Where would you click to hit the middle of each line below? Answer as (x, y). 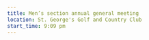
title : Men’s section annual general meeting (73, 13)
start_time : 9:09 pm (37, 26)
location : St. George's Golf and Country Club (74, 20)
